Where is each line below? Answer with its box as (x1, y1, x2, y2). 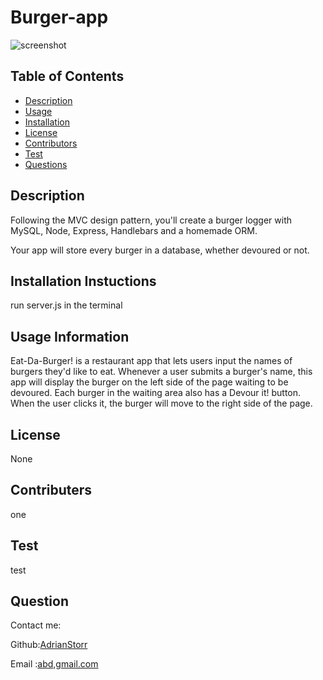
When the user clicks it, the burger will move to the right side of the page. (10, 397, 313, 410)
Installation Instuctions (10, 272, 157, 290)
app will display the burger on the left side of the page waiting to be (10, 376, 289, 388)
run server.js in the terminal (10, 299, 123, 311)
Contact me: (10, 619, 62, 631)
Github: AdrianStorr (10, 639, 88, 651)
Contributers (10, 482, 93, 499)
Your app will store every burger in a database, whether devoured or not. (10, 244, 310, 256)
